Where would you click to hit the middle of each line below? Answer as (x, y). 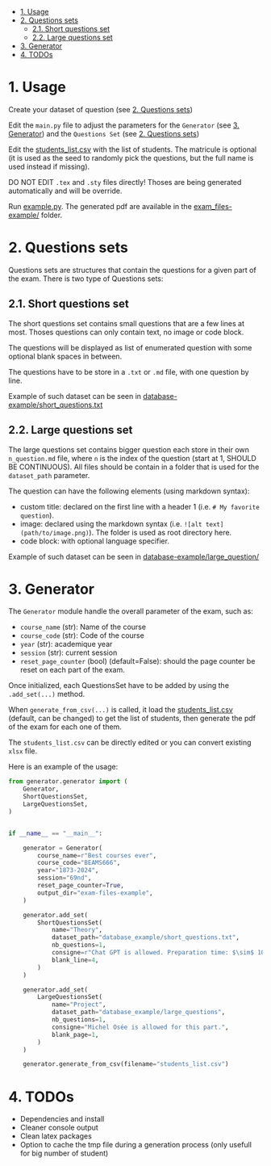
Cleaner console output (59, 1128)
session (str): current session (69, 652)
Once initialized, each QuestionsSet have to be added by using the (119, 686)
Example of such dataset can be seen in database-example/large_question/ (134, 556)
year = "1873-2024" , (68, 870)
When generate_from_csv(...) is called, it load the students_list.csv (121, 710)
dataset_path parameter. (49, 475)
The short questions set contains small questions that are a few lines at (126, 323)
